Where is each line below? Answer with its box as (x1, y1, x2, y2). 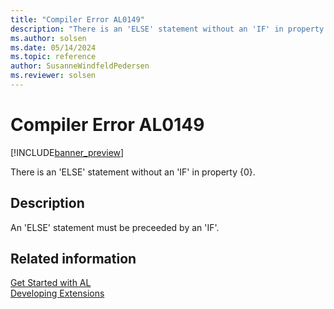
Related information (10, 251, 137, 268)
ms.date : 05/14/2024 (10, 42, 97, 53)
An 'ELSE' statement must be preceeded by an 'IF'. (10, 221, 220, 233)
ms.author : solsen (10, 33, 87, 43)
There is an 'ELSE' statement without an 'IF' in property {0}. (10, 166, 256, 178)
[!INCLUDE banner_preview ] (10, 146, 125, 158)
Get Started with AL (10, 277, 92, 289)
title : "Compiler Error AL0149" (10, 14, 145, 25)
